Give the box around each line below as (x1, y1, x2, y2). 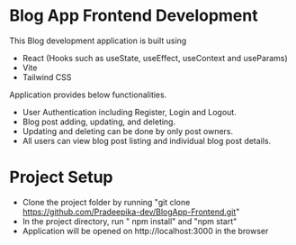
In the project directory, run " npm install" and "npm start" (22, 215, 238, 226)
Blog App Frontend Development (9, 5, 258, 26)
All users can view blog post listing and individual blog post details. (22, 135, 272, 146)
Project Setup (9, 168, 114, 187)
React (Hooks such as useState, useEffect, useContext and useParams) (22, 52, 288, 63)
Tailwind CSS (22, 71, 72, 82)
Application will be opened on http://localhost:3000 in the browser (22, 225, 269, 236)
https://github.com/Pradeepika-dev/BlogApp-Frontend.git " (22, 206, 240, 217)
